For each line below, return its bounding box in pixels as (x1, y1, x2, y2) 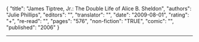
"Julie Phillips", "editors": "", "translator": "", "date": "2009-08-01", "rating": (6, 11, 190, 18)
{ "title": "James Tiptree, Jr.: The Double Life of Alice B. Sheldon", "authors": (6, 5, 192, 12)
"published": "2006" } (6, 24, 60, 31)
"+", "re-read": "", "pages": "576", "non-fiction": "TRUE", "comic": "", (6, 18, 174, 24)
